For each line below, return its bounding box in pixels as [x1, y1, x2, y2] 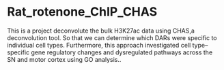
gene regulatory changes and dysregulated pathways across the [31, 48, 213, 56]
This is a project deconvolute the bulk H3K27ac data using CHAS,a [7, 27, 195, 35]
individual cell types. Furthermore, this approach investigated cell [7, 41, 191, 49]
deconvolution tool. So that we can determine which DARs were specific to [7, 33, 217, 41]
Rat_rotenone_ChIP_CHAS [7, 4, 158, 20]
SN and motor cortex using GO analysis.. [7, 55, 122, 63]
